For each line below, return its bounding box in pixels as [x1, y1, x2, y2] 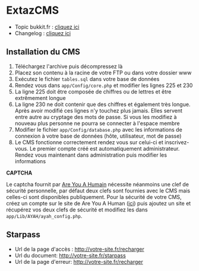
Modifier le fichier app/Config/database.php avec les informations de [14, 126, 182, 133]
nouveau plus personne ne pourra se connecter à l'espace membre [14, 120, 180, 127]
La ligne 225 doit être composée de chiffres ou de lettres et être [14, 88, 172, 95]
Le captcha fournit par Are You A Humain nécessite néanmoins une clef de [6, 180, 189, 188]
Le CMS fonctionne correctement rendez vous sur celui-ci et [14, 138, 163, 146]
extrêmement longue [14, 94, 67, 101]
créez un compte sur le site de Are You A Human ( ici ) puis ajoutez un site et [6, 200, 191, 207]
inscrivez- [164, 138, 189, 146]
